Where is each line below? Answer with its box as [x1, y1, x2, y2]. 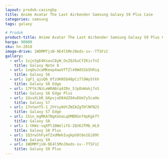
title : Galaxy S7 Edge [14, 109, 61, 114]
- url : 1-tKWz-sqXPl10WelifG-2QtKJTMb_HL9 [9, 123, 99, 128]
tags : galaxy [5, 21, 32, 26]
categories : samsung [5, 16, 48, 21]
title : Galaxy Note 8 [14, 63, 59, 68]
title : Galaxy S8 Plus [14, 128, 61, 133]
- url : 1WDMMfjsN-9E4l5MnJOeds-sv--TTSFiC [9, 142, 99, 147]
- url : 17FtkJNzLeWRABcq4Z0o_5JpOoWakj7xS [9, 86, 99, 91]
